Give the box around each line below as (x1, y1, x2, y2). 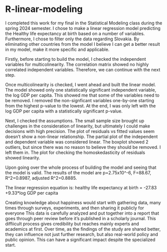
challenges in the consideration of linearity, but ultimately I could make (5, 123, 151, 129)
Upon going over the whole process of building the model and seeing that (5, 164, 157, 170)
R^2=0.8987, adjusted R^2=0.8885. (5, 175, 77, 181)
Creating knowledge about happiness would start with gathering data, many (5, 199, 161, 205)
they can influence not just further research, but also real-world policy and (5, 231, 159, 237)
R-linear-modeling (5, 3, 83, 15)
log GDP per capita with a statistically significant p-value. (5, 108, 123, 114)
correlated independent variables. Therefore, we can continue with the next (5, 66, 161, 73)
